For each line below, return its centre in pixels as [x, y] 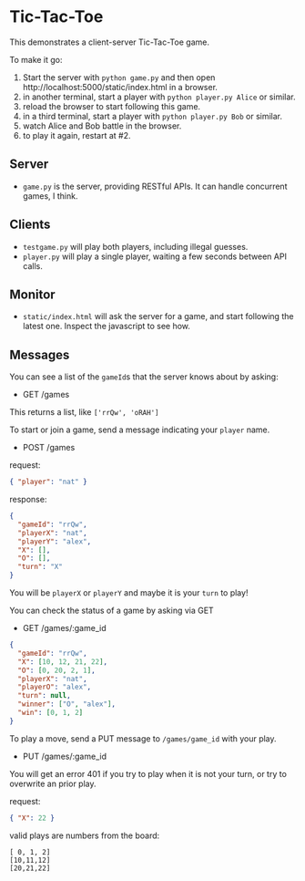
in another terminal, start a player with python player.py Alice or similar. [159, 97]
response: [28, 500]
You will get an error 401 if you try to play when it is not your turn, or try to [148, 773]
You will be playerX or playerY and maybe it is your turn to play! [129, 593]
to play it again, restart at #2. [76, 135]
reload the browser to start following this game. [112, 106]
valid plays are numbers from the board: [85, 835]
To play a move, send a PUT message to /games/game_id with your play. [143, 738]
